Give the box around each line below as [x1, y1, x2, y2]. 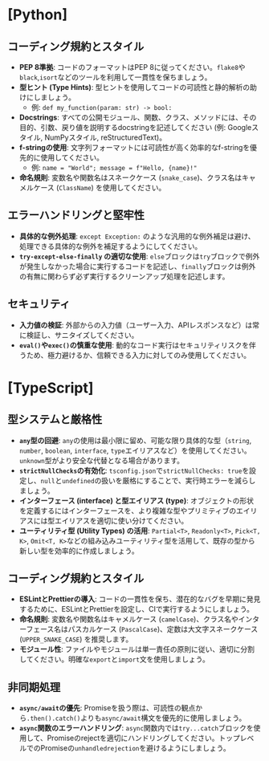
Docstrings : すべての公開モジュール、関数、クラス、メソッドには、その [18, 112, 257, 122]
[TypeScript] [7, 379, 94, 397]
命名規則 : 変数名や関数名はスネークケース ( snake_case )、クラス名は [18, 173, 243, 182]
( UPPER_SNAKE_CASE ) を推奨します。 [18, 634, 133, 644]
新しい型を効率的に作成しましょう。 [18, 546, 139, 555]
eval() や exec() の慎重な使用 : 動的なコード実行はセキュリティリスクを [18, 340, 250, 350]
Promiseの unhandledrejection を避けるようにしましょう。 [40, 743, 230, 753]
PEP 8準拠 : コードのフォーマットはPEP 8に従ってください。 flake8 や [18, 63, 246, 71]
